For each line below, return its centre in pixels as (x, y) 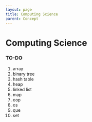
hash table (23, 79)
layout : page (19, 10)
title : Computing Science (32, 14)
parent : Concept (22, 19)
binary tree (24, 74)
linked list (22, 89)
